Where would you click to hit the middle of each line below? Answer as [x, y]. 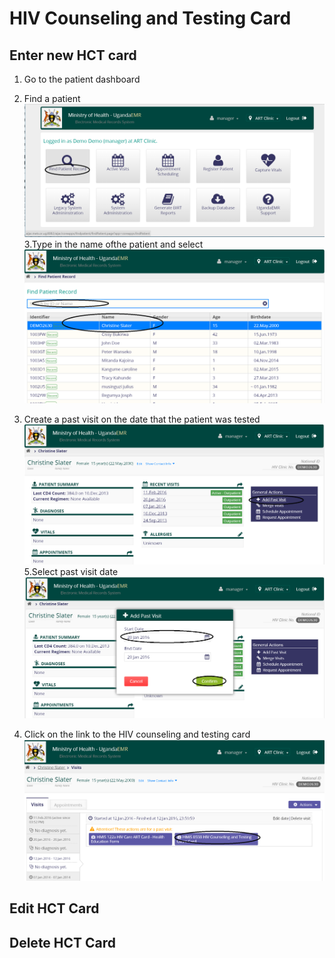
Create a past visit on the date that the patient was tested [142, 419]
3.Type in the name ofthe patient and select [113, 244]
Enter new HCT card [73, 55]
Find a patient [52, 98]
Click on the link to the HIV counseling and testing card [137, 734]
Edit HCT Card [54, 908]
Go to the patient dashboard [82, 79]
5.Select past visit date [71, 571]
